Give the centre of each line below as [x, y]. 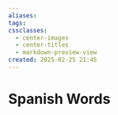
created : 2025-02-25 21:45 [53, 60]
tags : [17, 23]
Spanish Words [59, 99]
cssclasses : [28, 30]
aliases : [23, 15]
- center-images [42, 38]
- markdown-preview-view [56, 52]
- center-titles [42, 45]
